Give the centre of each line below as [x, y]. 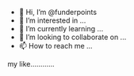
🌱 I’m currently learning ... [61, 29]
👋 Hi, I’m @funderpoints [57, 12]
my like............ [31, 64]
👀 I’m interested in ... [52, 20]
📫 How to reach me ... [56, 46]
